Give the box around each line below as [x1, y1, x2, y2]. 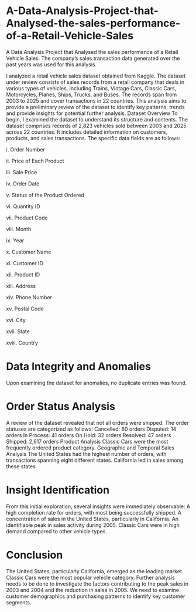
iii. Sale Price [6, 168, 37, 175]
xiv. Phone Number [6, 293, 53, 300]
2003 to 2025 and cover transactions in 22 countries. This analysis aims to [6, 97, 187, 104]
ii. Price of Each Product [6, 157, 64, 164]
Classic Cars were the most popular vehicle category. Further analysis [6, 574, 176, 581]
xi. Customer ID [6, 259, 44, 266]
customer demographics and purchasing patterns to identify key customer [6, 593, 185, 600]
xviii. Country [6, 339, 38, 346]
